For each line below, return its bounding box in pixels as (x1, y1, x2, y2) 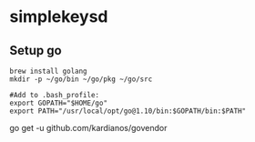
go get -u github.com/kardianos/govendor (9, 123, 168, 133)
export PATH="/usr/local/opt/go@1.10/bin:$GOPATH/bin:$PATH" (9, 106, 247, 116)
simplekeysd (9, 6, 108, 27)
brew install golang (9, 66, 88, 76)
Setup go (9, 43, 62, 58)
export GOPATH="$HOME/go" (9, 98, 107, 107)
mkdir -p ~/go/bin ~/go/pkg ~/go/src (9, 75, 153, 84)
